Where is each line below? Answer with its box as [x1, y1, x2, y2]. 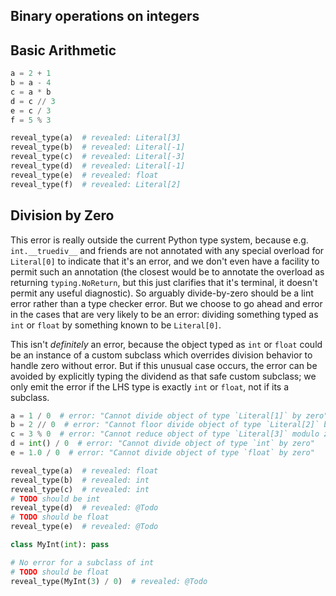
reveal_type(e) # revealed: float [10, 170, 159, 180]
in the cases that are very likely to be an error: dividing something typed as [10, 308, 319, 320]
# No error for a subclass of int [10, 557, 155, 568]
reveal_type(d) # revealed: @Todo [10, 503, 159, 513]
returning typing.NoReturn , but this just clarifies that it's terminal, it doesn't [10, 276, 318, 288]
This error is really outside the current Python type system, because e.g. [10, 234, 309, 246]
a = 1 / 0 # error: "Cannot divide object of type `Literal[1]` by [10, 410, 302, 421]
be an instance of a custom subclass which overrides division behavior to [10, 349, 313, 361]
